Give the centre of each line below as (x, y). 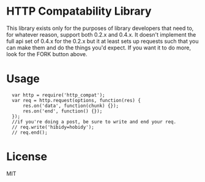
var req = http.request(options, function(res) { (76, 100)
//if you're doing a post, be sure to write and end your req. (94, 122)
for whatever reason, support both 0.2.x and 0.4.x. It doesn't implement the (101, 34)
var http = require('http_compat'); (58, 95)
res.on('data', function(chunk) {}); (71, 106)
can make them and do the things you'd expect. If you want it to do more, (99, 48)
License (27, 157)
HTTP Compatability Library (79, 11)
